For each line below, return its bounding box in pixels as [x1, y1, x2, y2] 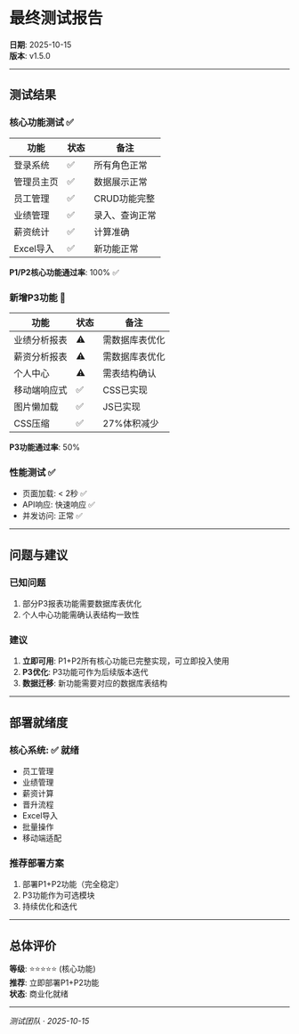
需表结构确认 [102, 367, 158, 379]
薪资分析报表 [13, 350, 69, 362]
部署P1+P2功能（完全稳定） [21, 879, 125, 890]
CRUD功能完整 [93, 192, 156, 205]
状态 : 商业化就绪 [9, 989, 69, 998]
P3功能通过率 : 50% [9, 442, 80, 452]
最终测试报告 [9, 8, 104, 28]
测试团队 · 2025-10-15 [9, 1016, 90, 1026]
